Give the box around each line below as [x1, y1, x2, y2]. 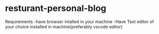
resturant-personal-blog [5, 3, 106, 14]
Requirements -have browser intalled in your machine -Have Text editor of [5, 19, 154, 24]
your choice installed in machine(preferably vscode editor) [5, 23, 123, 29]
